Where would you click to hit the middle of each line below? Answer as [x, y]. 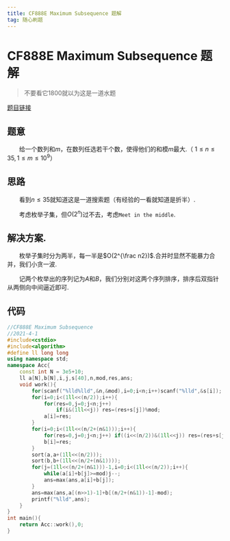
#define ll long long [38, 353]
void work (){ [38, 384]
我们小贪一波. [38, 264]
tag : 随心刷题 [25, 20]
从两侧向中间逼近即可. [38, 288]
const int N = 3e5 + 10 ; [52, 372]
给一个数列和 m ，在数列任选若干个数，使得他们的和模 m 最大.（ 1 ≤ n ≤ [117, 149]
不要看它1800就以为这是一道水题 [70, 93]
